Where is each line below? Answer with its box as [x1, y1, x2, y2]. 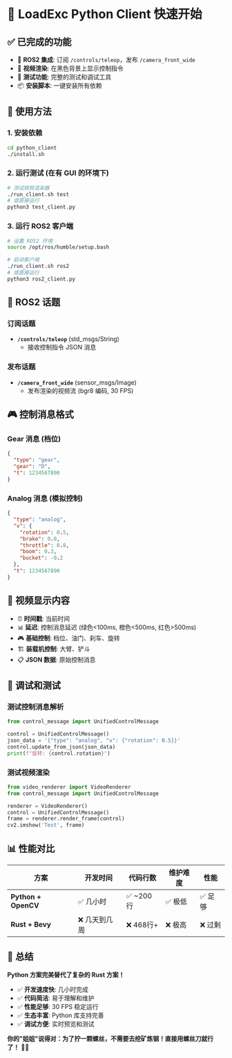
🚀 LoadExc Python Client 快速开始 [7, 6, 202, 22]
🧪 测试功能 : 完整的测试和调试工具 [17, 73, 112, 81]
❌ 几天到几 [77, 914, 113, 924]
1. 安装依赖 [7, 128, 43, 138]
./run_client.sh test [7, 191, 70, 198]
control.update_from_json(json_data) [7, 743, 116, 750]
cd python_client [7, 144, 57, 151]
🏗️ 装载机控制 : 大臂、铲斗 [17, 644, 90, 653]
